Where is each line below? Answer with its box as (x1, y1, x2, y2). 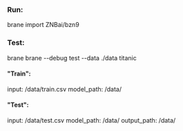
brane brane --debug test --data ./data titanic (7, 53, 137, 62)
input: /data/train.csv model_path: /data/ (7, 85, 122, 93)
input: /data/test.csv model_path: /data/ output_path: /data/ (7, 116, 176, 124)
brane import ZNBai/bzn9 (7, 21, 79, 29)
